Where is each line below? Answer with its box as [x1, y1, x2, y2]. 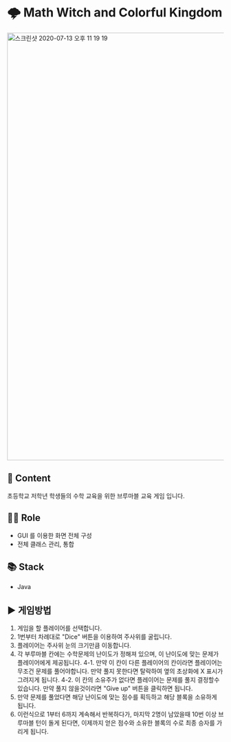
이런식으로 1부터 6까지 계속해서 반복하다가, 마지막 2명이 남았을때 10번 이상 [16, 710, 217, 719]
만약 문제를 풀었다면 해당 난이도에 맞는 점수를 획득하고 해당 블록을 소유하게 [16, 693, 218, 701]
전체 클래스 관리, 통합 [16, 539, 74, 548]
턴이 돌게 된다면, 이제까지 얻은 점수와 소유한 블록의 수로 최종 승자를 [35, 719, 215, 727]
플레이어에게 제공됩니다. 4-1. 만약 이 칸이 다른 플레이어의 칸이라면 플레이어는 [16, 659, 223, 667]
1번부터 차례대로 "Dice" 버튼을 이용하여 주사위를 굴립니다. [16, 632, 173, 641]
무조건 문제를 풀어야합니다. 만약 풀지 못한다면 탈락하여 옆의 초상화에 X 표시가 [16, 667, 223, 675]
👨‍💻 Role [7, 512, 41, 524]
